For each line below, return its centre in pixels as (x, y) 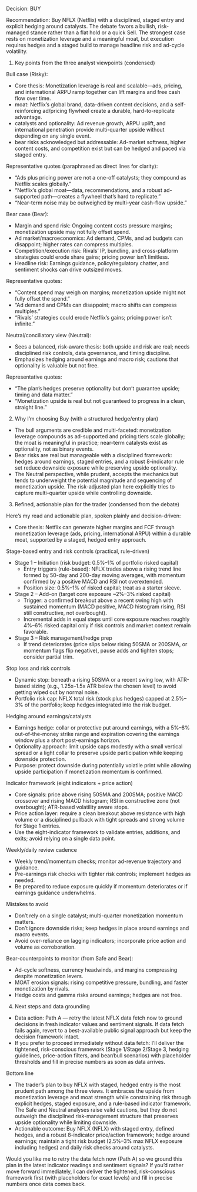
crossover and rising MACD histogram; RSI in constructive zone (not (97, 801)
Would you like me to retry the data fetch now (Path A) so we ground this (94, 1159)
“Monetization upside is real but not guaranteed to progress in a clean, (100, 401)
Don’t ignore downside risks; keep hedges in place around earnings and (102, 928)
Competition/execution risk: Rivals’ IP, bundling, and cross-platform (96, 251)
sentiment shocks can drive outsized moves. (69, 269)
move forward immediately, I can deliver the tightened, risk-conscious (91, 1171)
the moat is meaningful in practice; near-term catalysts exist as (91, 443)
